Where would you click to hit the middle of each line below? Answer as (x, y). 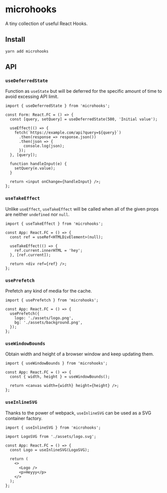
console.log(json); (44, 146)
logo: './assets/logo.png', (44, 318)
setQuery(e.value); (35, 168)
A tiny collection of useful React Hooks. (46, 23)
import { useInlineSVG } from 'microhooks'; (53, 427)
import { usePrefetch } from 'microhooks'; (52, 300)
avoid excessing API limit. (32, 97)
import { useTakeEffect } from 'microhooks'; (54, 224)
